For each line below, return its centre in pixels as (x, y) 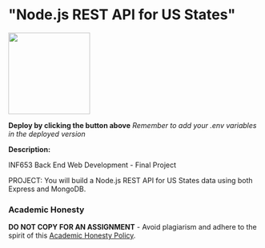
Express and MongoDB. (47, 189)
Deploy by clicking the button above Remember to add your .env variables (132, 125)
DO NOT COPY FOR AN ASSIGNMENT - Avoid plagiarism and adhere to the (133, 227)
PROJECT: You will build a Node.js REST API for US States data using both (131, 180)
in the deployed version (47, 134)
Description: (29, 149)
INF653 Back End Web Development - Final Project (92, 165)
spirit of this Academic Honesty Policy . (72, 236)
